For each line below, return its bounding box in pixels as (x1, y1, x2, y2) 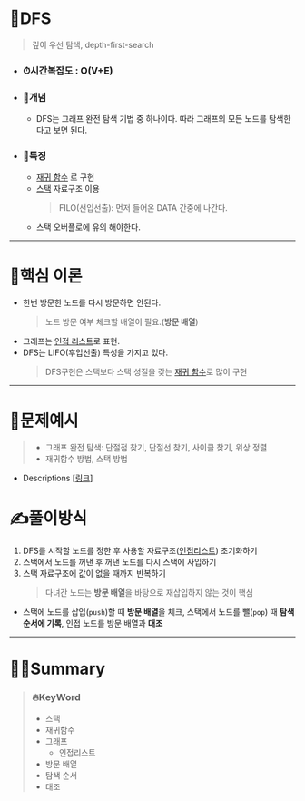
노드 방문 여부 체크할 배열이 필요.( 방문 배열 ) (44, 317, 199, 328)
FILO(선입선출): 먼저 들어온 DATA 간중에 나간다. (58, 203, 229, 213)
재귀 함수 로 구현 (35, 172, 95, 183)
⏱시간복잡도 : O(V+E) (22, 64, 113, 76)
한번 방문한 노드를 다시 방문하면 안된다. (22, 297, 162, 308)
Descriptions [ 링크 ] (22, 472, 93, 484)
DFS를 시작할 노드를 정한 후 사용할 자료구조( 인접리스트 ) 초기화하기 (22, 545, 258, 557)
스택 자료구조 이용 (35, 183, 100, 194)
